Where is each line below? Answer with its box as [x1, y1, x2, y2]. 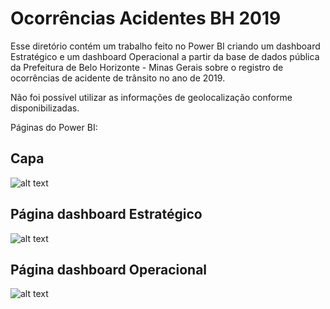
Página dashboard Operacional [10, 261, 208, 278]
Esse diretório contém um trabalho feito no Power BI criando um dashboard [10, 40, 321, 52]
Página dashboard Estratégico [10, 206, 203, 223]
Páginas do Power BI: [10, 121, 98, 133]
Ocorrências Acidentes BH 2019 [10, 7, 282, 30]
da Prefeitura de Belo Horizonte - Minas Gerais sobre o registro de [10, 61, 284, 73]
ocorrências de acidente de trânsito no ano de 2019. [10, 72, 226, 84]
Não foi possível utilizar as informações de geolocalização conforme [10, 91, 293, 103]
